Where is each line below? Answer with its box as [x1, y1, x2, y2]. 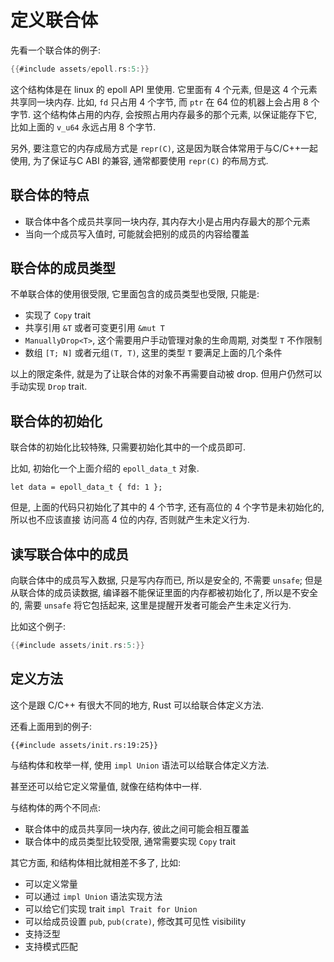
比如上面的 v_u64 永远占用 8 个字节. [10, 121, 157, 133]
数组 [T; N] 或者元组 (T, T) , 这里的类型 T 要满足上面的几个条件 [24, 347, 283, 359]
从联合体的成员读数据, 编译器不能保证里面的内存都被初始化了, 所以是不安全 [10, 587, 318, 599]
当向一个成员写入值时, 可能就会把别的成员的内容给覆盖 [24, 227, 250, 240]
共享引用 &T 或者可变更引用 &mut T [24, 322, 165, 334]
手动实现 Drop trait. [10, 381, 88, 393]
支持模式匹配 [24, 940, 78, 952]
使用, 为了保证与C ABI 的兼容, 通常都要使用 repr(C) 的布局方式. [10, 154, 269, 166]
